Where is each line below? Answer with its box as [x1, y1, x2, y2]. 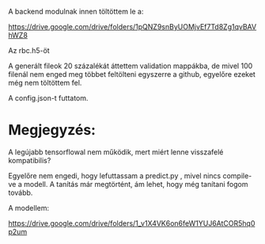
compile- [222, 170, 252, 181]
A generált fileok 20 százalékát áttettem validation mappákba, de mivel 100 [8, 61, 253, 71]
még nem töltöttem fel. [8, 78, 82, 87]
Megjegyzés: [8, 121, 97, 139]
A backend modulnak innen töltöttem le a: [8, 7, 144, 16]
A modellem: [8, 203, 50, 212]
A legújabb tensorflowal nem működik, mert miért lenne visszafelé [8, 147, 224, 157]
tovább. [8, 188, 33, 197]
